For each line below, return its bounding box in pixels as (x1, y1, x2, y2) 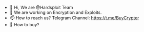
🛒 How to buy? (9, 22, 40, 27)
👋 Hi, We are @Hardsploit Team (9, 5, 73, 10)
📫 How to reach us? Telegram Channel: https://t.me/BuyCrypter (9, 15, 139, 21)
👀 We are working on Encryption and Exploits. (9, 10, 102, 15)
